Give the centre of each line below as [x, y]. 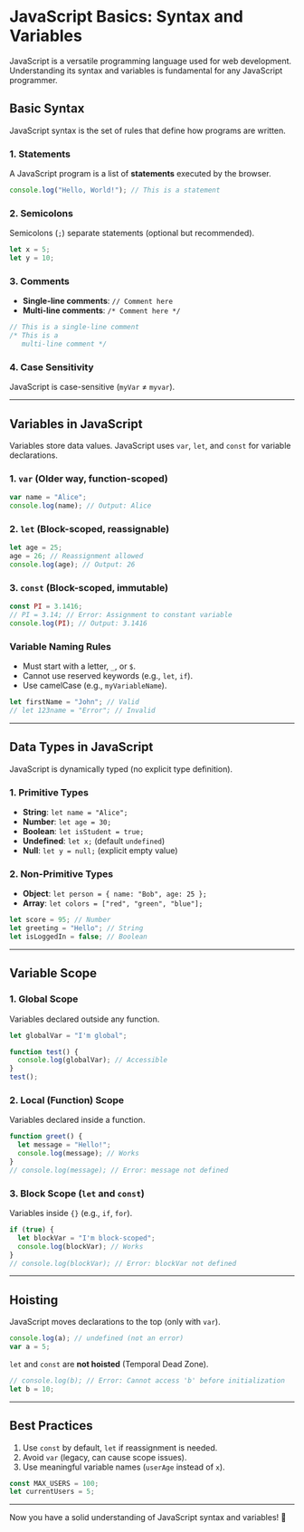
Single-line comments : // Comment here [98, 301]
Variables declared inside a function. [77, 1120]
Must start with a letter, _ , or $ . [79, 666]
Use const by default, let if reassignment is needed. [120, 1447]
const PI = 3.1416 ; [46, 607]
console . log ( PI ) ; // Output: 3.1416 [78, 623]
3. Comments [40, 281]
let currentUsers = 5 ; [52, 1492]
